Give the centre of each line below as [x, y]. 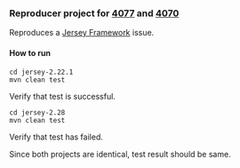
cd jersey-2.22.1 [41, 72]
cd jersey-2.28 [37, 112]
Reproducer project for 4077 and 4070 [94, 13]
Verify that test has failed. [56, 137]
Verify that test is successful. [62, 96]
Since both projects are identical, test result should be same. [120, 154]
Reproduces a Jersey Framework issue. [82, 33]
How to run [30, 52]
